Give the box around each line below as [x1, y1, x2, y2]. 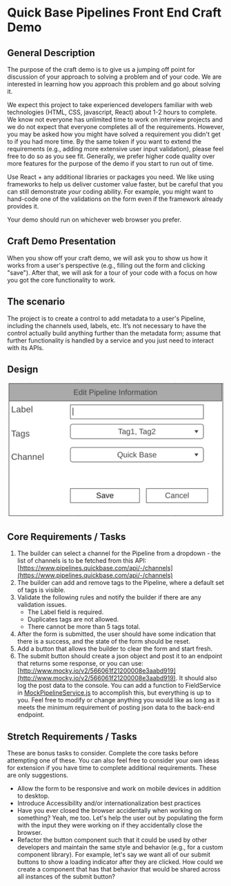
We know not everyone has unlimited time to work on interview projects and [7, 115, 223, 124]
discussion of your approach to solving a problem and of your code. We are [7, 73, 222, 81]
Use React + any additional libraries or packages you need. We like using [7, 173, 214, 181]
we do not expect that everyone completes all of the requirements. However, [7, 123, 225, 131]
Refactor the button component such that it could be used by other [17, 836, 208, 844]
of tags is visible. [17, 586, 66, 595]
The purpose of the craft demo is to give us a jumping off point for [7, 66, 195, 73]
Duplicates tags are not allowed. [27, 615, 119, 624]
